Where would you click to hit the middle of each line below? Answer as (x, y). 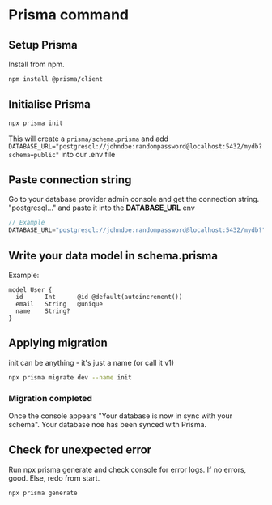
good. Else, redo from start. (54, 478)
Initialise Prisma (49, 104)
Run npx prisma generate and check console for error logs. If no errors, (127, 469)
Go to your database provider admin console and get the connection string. (134, 199)
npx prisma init (36, 123)
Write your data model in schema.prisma (113, 256)
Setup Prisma (43, 45)
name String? (43, 311)
